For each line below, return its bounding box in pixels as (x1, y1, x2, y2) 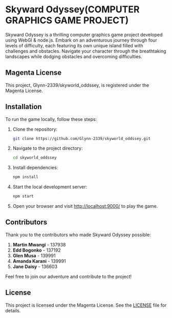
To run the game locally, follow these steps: (5, 116, 97, 122)
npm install (12, 174, 38, 180)
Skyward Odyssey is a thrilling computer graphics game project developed (5, 31, 163, 38)
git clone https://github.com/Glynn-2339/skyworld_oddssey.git (12, 136, 151, 141)
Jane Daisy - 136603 (12, 263, 58, 270)
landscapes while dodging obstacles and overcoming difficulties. (5, 53, 142, 60)
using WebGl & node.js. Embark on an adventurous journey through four (5, 37, 157, 43)
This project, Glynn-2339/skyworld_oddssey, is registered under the (5, 82, 149, 88)
